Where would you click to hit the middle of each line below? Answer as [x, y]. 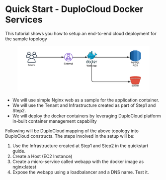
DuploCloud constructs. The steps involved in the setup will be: [70, 136]
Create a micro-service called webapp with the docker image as [78, 162]
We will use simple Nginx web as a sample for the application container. [86, 100]
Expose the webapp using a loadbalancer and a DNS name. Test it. [81, 172]
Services [24, 20]
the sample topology [26, 39]
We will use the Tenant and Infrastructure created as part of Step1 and [84, 105]
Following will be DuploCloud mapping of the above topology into [72, 131]
